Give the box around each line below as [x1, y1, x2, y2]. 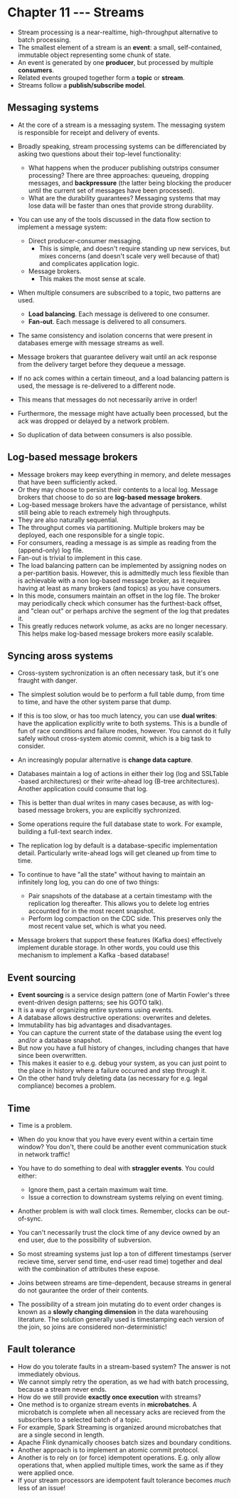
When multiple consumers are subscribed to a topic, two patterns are [17, 288, 222, 297]
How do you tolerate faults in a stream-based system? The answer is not [17, 1362, 231, 1370]
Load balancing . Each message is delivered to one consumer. [28, 310, 210, 318]
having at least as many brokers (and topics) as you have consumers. [17, 584, 222, 592]
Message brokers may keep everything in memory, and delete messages [17, 470, 231, 479]
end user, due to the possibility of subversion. [17, 1235, 152, 1244]
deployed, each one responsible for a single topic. [17, 531, 165, 539]
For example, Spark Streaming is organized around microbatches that [17, 1422, 222, 1431]
